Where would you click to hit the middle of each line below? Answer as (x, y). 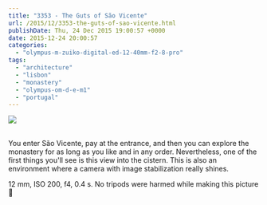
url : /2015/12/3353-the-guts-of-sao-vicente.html (92, 23)
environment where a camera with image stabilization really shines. (119, 169)
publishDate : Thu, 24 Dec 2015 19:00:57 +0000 (87, 30)
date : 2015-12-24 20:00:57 (53, 38)
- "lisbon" (33, 75)
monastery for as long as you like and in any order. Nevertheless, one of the (133, 152)
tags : (17, 61)
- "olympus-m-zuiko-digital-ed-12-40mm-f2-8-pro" (99, 53)
